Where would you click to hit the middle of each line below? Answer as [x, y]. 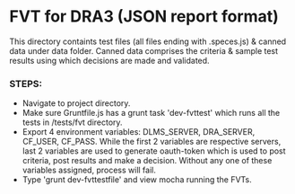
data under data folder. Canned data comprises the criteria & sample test [144, 50]
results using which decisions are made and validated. [109, 60]
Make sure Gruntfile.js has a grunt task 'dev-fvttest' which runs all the [151, 113]
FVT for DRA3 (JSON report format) [144, 17]
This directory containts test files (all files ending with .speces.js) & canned [148, 41]
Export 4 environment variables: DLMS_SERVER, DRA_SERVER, [139, 132]
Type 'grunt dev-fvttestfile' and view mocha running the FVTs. [137, 180]
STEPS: [26, 84]
